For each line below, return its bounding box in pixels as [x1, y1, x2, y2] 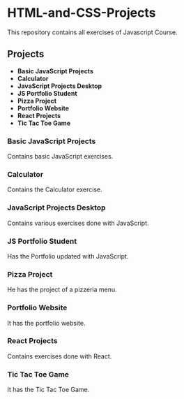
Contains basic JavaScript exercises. [7, 152, 114, 161]
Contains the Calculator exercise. [7, 185, 102, 194]
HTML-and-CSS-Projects [7, 5, 156, 21]
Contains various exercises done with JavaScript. [7, 219, 149, 227]
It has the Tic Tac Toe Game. [7, 386, 90, 394]
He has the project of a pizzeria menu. [7, 285, 117, 294]
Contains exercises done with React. [7, 351, 112, 361]
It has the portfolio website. [7, 319, 86, 327]
